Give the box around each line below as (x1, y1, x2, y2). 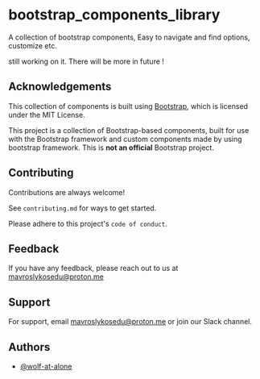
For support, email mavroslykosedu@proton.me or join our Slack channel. (8, 317, 252, 327)
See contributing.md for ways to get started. (8, 203, 157, 213)
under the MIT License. (8, 110, 86, 119)
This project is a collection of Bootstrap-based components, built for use (8, 125, 250, 135)
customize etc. (8, 40, 58, 50)
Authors (8, 340, 51, 354)
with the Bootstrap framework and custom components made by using (8, 134, 243, 144)
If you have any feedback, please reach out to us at (8, 264, 179, 273)
